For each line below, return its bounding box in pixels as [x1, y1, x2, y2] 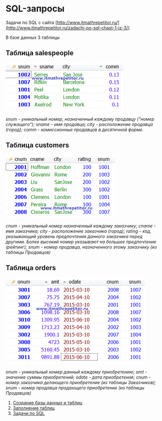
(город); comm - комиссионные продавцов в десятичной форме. [5, 127, 144, 133]
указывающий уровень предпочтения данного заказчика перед [5, 233, 143, 239]
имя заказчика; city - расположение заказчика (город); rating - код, [5, 228, 152, 234]
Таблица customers [5, 141, 69, 149]
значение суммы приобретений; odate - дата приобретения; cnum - [5, 374, 151, 380]
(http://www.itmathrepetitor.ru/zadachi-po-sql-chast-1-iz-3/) [5, 24, 130, 30]
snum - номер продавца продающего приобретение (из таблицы [5, 385, 145, 391]
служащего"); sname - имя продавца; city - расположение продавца [5, 121, 153, 127]
